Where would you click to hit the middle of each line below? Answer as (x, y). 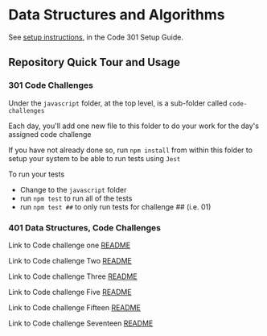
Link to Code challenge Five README (70, 292)
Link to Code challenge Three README (73, 276)
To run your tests (37, 174)
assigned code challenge (50, 134)
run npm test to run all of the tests (76, 198)
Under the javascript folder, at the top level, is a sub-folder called (118, 103)
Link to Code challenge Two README (70, 260)
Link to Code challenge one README (70, 245)
